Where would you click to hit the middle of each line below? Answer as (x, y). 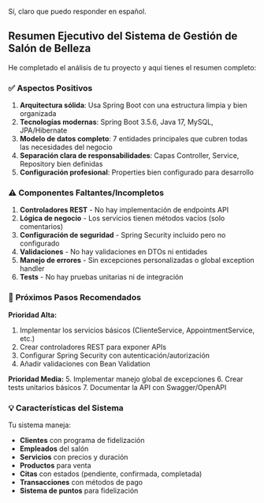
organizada (38, 114)
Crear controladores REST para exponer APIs (93, 347)
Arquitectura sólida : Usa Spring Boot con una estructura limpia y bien (134, 105)
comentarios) (41, 227)
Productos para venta (56, 465)
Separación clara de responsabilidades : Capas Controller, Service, (129, 156)
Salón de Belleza (50, 49)
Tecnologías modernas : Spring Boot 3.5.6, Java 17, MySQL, (117, 122)
